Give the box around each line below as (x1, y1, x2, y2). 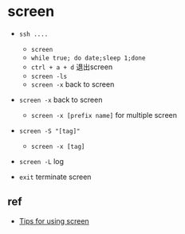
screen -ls (30, 72, 68, 80)
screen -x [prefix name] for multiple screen (30, 110, 177, 119)
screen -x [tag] (30, 142, 85, 150)
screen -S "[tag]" (18, 127, 81, 135)
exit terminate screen (18, 172, 92, 181)
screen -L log (18, 156, 65, 166)
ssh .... (18, 30, 49, 38)
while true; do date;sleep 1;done (30, 54, 146, 62)
